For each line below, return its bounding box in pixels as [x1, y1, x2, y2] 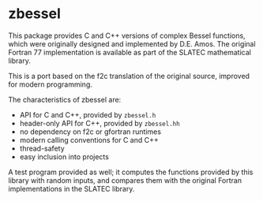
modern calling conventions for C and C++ [19, 135, 160, 144]
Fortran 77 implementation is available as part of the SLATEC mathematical [8, 47, 251, 57]
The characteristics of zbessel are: [8, 95, 122, 104]
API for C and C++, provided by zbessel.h [19, 110, 156, 119]
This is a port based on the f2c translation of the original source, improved [8, 71, 250, 80]
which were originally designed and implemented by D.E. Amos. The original [8, 39, 256, 48]
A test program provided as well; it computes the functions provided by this [8, 167, 254, 177]
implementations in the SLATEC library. [8, 184, 135, 193]
